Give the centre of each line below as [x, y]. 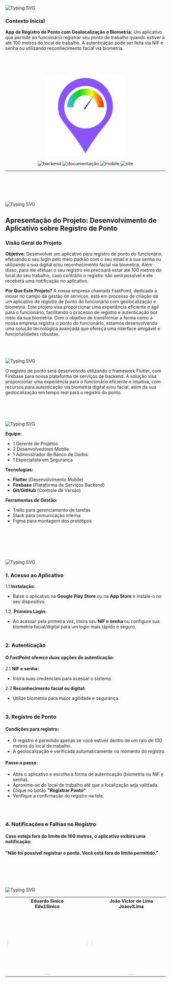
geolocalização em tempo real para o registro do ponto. [64, 392]
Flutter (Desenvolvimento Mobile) [48, 479]
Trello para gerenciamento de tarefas [51, 510]
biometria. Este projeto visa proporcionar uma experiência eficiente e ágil [82, 307]
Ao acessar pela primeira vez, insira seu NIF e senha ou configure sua [86, 621]
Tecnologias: [19, 469]
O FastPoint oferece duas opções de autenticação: [60, 657]
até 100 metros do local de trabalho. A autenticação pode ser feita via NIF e [84, 43]
